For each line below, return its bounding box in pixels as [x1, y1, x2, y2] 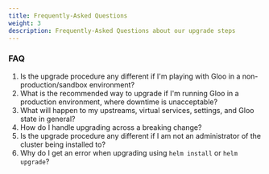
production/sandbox [19, 79, 88, 89]
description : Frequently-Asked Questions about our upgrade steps [8, 26, 236, 34]
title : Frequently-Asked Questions [8, 11, 128, 20]
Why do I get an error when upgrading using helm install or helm [19, 148, 238, 157]
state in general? [19, 114, 76, 123]
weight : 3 [8, 19, 42, 27]
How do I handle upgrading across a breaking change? [19, 122, 202, 132]
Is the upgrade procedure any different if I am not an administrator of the [19, 131, 262, 140]
